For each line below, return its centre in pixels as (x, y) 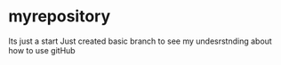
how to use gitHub (42, 50)
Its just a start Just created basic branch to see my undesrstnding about (140, 41)
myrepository (60, 16)
